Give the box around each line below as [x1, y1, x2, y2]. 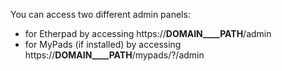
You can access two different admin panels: [10, 9, 191, 20]
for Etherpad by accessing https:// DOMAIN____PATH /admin [24, 28, 272, 39]
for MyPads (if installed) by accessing [24, 39, 182, 50]
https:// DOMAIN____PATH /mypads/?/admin [24, 49, 205, 61]
